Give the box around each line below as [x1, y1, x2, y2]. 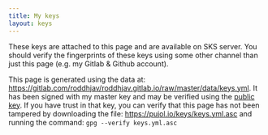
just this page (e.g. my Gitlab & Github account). [8, 58, 169, 69]
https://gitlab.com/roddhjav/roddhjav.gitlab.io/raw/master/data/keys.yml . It [8, 82, 258, 93]
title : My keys [8, 11, 60, 20]
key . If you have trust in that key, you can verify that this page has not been [8, 100, 260, 110]
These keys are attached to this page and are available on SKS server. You [8, 41, 257, 51]
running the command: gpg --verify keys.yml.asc [8, 117, 177, 127]
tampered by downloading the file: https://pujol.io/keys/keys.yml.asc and [8, 108, 253, 118]
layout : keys [8, 19, 53, 27]
